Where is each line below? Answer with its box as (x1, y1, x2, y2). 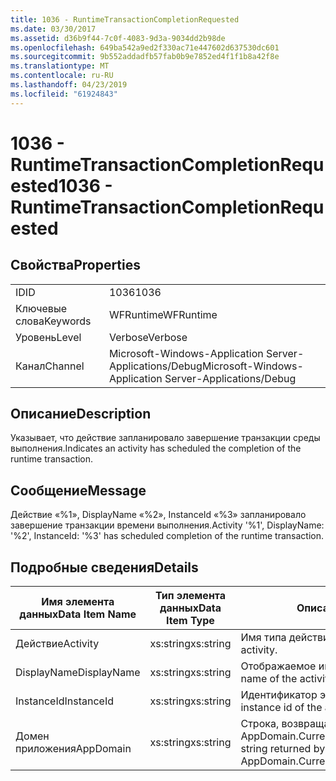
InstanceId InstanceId (15, 694, 115, 708)
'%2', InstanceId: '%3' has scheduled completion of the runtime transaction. (10, 530, 324, 542)
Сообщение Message (10, 482, 147, 499)
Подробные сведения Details (10, 559, 199, 576)
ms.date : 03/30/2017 (10, 24, 97, 34)
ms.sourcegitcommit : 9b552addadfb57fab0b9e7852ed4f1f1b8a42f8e (10, 52, 280, 62)
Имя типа (240, 631, 287, 645)
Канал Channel (15, 359, 85, 373)
